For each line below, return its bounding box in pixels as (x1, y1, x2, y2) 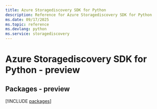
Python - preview (5, 64, 80, 76)
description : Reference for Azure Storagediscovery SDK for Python (5, 12, 152, 17)
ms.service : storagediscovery (5, 31, 70, 36)
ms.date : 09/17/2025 (5, 17, 50, 22)
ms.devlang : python (5, 27, 47, 32)
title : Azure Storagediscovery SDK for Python (5, 7, 106, 13)
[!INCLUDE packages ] (5, 98, 52, 104)
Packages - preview (5, 84, 70, 93)
